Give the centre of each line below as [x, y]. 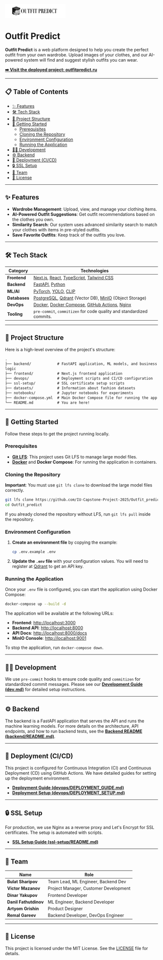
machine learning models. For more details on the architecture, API [72, 726]
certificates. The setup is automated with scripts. [54, 832]
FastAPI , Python [49, 284]
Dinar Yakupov [22, 895]
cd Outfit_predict [24, 505]
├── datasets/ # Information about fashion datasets [70, 388]
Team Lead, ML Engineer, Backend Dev [87, 882]
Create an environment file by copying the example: [65, 542]
